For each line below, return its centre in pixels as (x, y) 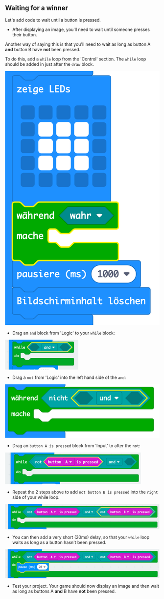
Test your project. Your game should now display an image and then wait (85, 586)
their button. (24, 34)
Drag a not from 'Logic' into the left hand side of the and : (69, 377)
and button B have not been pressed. (43, 49)
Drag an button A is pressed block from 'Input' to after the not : (76, 446)
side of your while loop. (36, 497)
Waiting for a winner (37, 8)
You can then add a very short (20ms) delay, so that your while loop (81, 537)
